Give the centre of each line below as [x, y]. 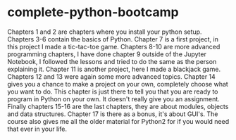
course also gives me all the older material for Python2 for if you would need [118, 121]
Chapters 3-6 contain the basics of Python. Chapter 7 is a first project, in [113, 39]
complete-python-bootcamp [93, 12]
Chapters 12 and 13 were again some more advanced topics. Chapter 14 [112, 76]
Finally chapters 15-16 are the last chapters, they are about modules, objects [118, 106]
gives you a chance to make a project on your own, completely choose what [118, 84]
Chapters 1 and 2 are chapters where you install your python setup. [105, 32]
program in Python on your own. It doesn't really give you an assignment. [113, 98]
